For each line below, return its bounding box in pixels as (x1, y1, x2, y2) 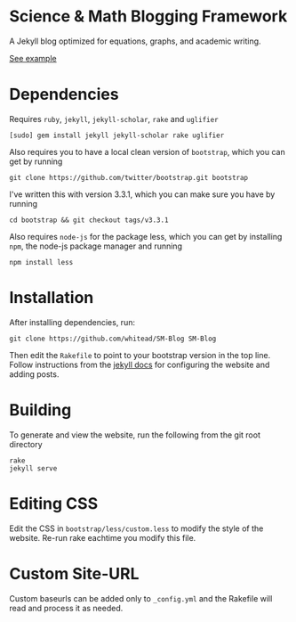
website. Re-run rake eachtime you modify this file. (9, 532, 196, 543)
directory (9, 438, 43, 449)
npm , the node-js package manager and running (9, 241, 182, 251)
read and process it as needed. (9, 602, 124, 613)
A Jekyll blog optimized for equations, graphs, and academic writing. (9, 36, 261, 46)
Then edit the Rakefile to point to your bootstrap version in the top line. (9, 349, 271, 360)
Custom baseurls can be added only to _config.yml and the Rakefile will (9, 593, 273, 603)
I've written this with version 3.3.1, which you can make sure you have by (9, 189, 276, 200)
